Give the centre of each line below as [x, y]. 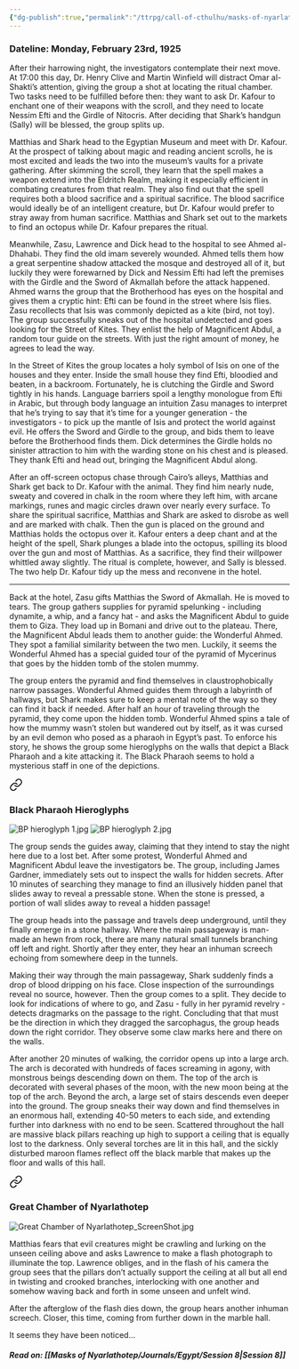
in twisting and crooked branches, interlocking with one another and [134, 1281]
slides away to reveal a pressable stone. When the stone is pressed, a [137, 894]
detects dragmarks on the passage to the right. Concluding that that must [144, 1013]
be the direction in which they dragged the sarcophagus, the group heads [145, 1023]
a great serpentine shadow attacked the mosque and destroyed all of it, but [147, 262]
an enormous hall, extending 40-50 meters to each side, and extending [140, 1115]
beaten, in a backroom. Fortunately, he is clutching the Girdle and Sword [141, 384]
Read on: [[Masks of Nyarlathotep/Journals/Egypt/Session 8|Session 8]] [148, 1355]
